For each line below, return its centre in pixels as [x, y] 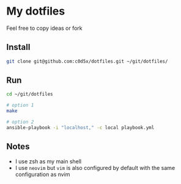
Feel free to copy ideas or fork [44, 28]
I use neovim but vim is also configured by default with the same [95, 168]
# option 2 [20, 122]
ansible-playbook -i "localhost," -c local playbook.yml [80, 127]
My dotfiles [36, 11]
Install [18, 47]
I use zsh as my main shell [48, 161]
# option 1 [20, 105]
